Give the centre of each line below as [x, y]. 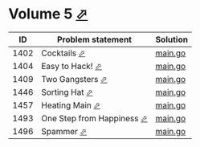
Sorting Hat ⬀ [67, 92]
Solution [172, 39]
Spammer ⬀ [64, 131]
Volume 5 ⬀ [48, 14]
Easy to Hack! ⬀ [71, 66]
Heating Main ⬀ [71, 105]
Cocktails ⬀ [63, 53]
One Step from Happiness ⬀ [94, 118]
